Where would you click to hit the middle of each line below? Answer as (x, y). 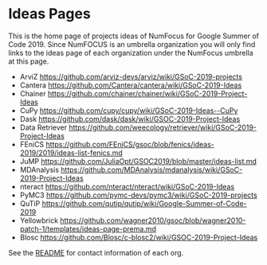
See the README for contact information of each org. (96, 252)
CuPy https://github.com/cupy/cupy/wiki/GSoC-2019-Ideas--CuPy (129, 110)
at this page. (29, 61)
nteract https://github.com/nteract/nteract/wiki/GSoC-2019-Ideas (127, 186)
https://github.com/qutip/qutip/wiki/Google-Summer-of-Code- (144, 203)
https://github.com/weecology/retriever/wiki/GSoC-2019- (163, 127)
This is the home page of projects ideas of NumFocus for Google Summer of (134, 36)
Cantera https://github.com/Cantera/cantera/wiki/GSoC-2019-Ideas (131, 85)
